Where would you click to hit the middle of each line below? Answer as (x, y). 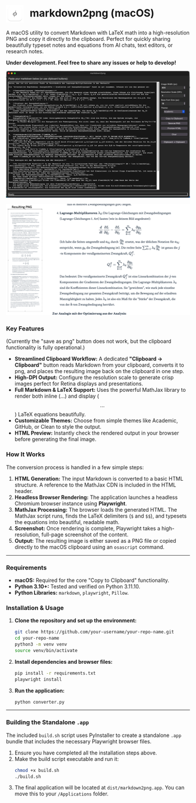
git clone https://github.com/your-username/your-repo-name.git (94, 632)
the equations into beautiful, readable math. (67, 522)
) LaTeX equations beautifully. (50, 415)
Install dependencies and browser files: (63, 661)
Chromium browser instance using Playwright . (71, 503)
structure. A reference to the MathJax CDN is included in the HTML (95, 485)
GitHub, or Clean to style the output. (58, 427)
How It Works (26, 454)
